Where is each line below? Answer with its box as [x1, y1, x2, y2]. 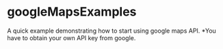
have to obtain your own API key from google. [7, 33, 136, 42]
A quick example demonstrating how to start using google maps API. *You [7, 27, 217, 35]
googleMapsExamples [7, 4, 137, 20]
